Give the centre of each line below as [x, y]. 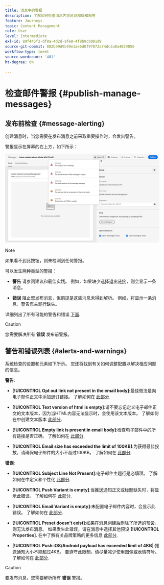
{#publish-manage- [100, 94]
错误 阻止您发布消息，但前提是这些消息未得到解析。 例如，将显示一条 [82, 298]
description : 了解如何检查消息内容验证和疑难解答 [50, 15]
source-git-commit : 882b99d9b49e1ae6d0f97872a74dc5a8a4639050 [70, 47]
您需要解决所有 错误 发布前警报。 [38, 334]
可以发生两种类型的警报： [31, 271]
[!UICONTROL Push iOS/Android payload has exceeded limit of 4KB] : [83, 546]
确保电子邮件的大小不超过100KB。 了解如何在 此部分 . [79, 453]
